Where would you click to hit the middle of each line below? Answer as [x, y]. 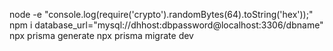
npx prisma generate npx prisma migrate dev [101, 35]
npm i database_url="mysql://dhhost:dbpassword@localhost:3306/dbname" [166, 25]
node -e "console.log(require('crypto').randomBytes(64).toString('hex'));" [161, 14]
